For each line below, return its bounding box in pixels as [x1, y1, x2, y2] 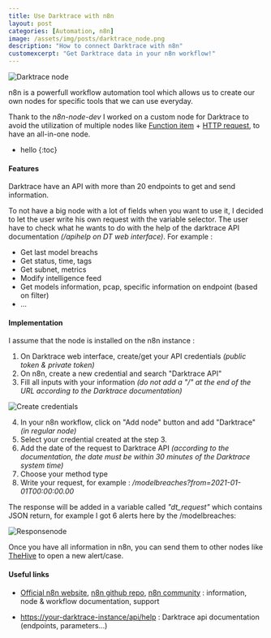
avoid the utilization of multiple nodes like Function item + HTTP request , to [8, 121, 260, 130]
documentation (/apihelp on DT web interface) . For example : [8, 232, 213, 242]
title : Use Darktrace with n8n [8, 11, 114, 20]
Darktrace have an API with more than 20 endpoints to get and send [8, 182, 236, 192]
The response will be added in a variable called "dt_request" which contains [8, 502, 263, 512]
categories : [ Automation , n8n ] [8, 27, 114, 35]
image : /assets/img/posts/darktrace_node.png [8, 34, 165, 43]
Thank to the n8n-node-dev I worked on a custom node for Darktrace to [8, 112, 249, 122]
